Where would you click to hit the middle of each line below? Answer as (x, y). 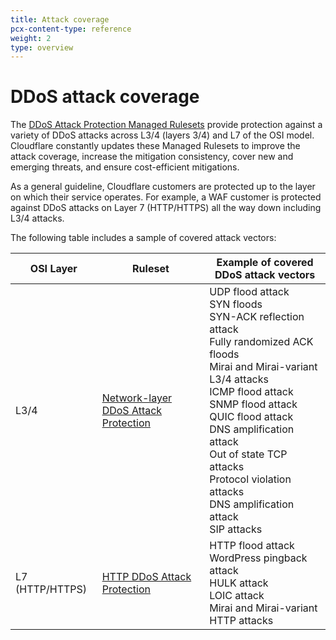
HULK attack (239, 583)
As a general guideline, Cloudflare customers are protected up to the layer (163, 187)
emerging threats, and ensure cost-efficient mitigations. (125, 167)
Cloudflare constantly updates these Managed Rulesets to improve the (155, 146)
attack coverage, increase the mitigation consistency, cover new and (152, 157)
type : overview (42, 47)
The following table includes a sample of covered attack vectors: (143, 238)
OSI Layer (53, 269)
